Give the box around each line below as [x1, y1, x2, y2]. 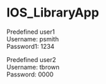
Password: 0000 [6, 70, 54, 78]
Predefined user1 [6, 28, 55, 36]
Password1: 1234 [6, 42, 55, 50]
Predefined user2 [6, 55, 57, 63]
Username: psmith [6, 34, 60, 43]
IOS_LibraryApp [6, 5, 100, 21]
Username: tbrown [6, 63, 60, 71]
